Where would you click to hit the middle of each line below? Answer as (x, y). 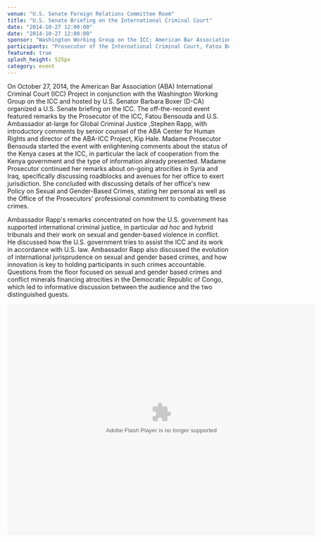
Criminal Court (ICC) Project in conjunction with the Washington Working (113, 94)
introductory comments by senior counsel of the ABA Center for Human (111, 131)
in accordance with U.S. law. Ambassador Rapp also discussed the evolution (118, 249)
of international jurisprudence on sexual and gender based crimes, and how (117, 257)
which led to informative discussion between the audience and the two (110, 286)
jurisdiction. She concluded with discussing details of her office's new (109, 183)
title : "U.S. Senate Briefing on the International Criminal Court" (110, 20)
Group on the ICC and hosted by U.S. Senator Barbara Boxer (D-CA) (106, 101)
